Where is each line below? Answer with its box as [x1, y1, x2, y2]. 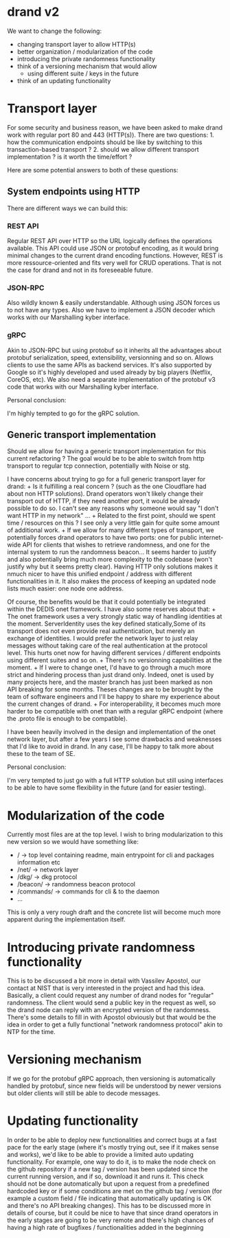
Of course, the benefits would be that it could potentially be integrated [7, 598, 206, 606]
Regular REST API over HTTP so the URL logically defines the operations [7, 236, 213, 244]
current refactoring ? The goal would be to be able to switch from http [7, 455, 205, 463]
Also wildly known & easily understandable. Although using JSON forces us [7, 299, 220, 307]
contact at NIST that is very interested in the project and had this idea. [7, 984, 205, 992]
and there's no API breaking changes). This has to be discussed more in [7, 1202, 211, 1210]
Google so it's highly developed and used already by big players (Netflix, [7, 368, 213, 376]
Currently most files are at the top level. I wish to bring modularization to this [7, 830, 223, 838]
